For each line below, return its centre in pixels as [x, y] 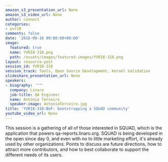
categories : [18, 24]
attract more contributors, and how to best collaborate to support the [77, 149]
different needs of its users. [34, 154]
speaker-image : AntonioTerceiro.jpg [48, 104]
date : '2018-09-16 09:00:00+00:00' [43, 38]
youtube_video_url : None [31, 114]
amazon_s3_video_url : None [34, 15]
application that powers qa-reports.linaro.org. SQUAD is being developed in [84, 133]
